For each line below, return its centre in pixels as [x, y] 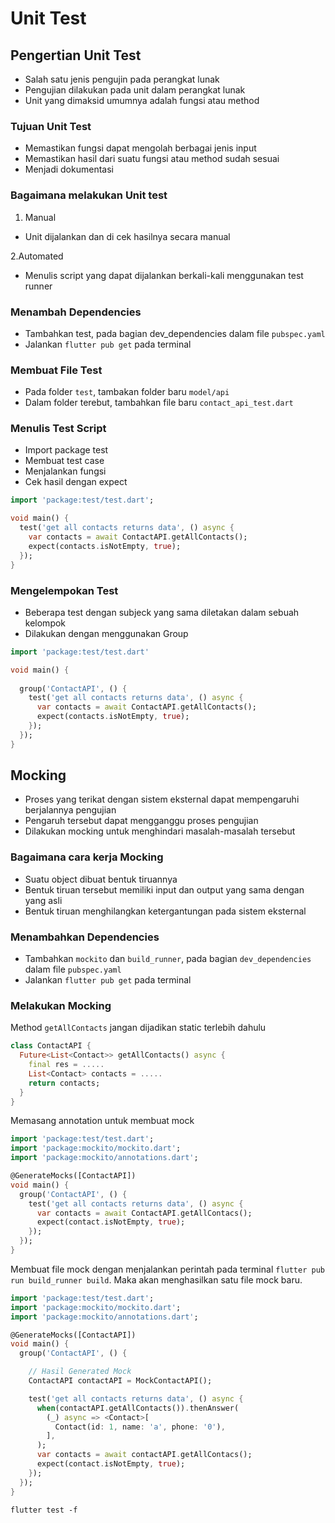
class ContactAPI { [51, 1046]
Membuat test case [64, 461]
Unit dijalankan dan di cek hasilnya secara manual [127, 236]
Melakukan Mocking [61, 1005]
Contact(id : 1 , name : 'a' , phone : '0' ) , [140, 1427]
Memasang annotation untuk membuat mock [102, 1121]
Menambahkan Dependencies [85, 937]
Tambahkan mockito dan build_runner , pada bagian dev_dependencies [168, 959]
